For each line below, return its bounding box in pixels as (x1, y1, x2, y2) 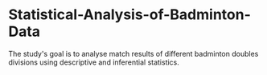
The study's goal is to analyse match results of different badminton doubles (8, 49, 259, 58)
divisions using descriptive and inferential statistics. (8, 57, 179, 67)
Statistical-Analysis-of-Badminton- (8, 6, 251, 24)
